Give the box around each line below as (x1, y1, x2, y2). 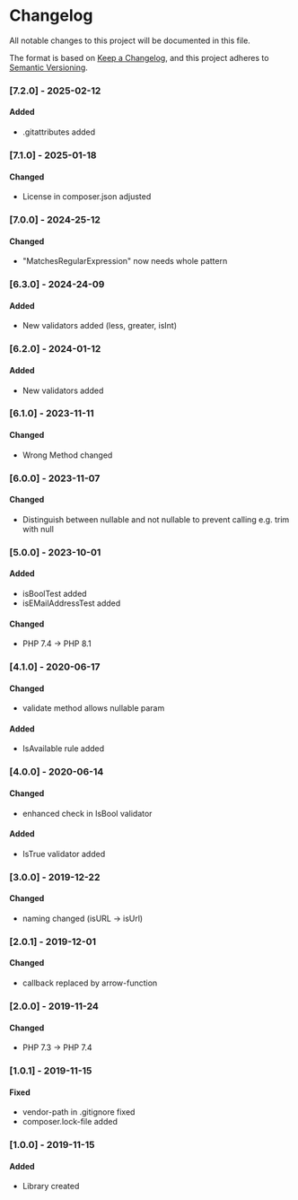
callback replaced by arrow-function (22, 977, 158, 988)
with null (22, 523, 54, 534)
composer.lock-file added (22, 1117, 118, 1127)
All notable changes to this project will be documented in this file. (9, 35, 251, 46)
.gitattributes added (22, 127, 96, 137)
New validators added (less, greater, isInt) (22, 320, 178, 331)
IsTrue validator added (22, 848, 106, 859)
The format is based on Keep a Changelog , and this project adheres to (9, 52, 269, 63)
